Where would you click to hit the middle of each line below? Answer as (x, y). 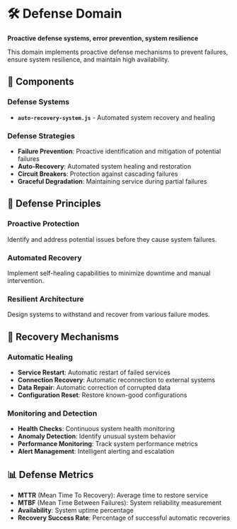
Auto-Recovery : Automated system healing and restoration (104, 166)
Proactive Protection (44, 224)
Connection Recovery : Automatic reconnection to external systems (116, 379)
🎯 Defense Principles (54, 204)
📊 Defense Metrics (51, 475)
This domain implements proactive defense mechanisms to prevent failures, (118, 52)
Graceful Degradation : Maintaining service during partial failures (112, 181)
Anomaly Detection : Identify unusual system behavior (97, 436)
